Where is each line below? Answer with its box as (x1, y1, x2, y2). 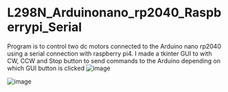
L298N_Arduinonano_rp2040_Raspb (7, 5, 222, 21)
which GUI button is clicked (7, 64, 84, 72)
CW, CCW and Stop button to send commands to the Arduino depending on (7, 56, 221, 65)
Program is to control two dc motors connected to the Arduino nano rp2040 (7, 42, 222, 50)
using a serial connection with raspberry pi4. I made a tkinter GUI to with (7, 49, 212, 58)
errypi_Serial (7, 19, 82, 35)
